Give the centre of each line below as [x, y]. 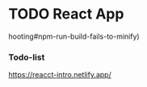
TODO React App [66, 14]
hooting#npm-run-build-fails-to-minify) [74, 36]
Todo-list [27, 57]
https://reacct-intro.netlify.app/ [60, 75]
